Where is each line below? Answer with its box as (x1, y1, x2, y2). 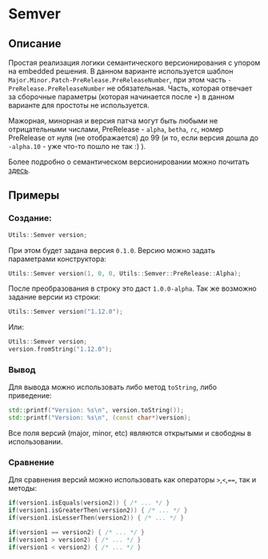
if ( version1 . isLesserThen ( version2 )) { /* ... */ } (8, 514, 184, 522)
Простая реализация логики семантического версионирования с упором (8, 58, 261, 67)
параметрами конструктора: (8, 254, 106, 263)
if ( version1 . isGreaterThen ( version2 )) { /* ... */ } (8, 506, 188, 515)
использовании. (8, 437, 63, 447)
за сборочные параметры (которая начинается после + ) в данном (8, 92, 234, 101)
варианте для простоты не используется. (8, 101, 150, 110)
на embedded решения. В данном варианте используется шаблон (8, 66, 234, 76)
